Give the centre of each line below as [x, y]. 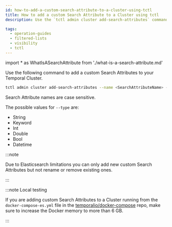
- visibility [24, 43]
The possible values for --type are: [42, 107]
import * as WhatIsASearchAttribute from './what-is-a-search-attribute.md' [84, 63]
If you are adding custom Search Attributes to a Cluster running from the [82, 200]
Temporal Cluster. [24, 78]
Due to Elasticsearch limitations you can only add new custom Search [79, 164]
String [19, 117]
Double [20, 134]
